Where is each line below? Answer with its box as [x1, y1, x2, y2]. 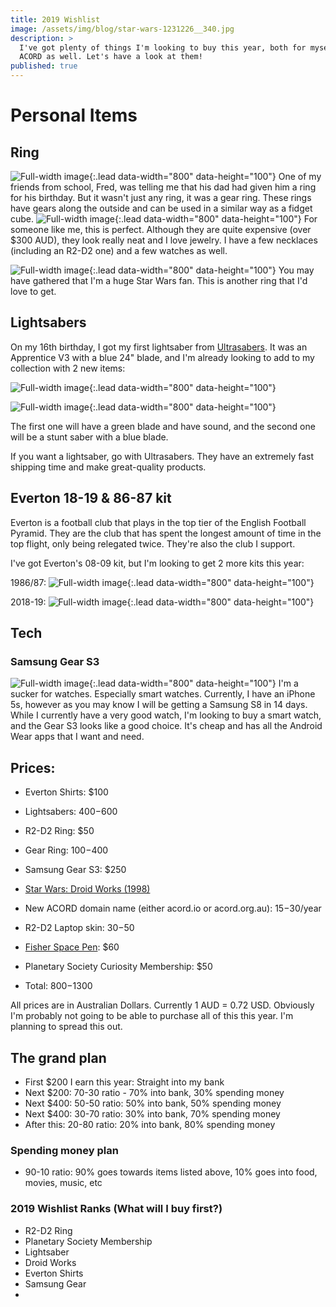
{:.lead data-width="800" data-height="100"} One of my [88, 171, 322, 182]
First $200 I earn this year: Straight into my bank [24, 1076, 225, 1088]
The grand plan [10, 1049, 107, 1066]
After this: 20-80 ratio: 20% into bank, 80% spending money [24, 1118, 276, 1130]
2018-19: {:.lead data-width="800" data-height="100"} [10, 596, 315, 608]
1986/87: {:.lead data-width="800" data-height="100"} [10, 576, 315, 588]
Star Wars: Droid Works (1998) [24, 883, 151, 895]
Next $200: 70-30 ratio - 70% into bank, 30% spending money [24, 1086, 285, 1098]
